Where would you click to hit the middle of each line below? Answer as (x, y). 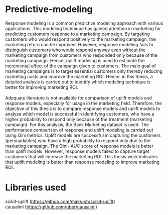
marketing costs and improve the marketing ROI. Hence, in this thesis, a (79, 76)
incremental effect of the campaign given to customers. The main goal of (81, 66)
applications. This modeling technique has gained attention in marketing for (83, 28)
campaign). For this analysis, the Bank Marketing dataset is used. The (77, 125)
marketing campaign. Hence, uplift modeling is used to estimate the (75, 60)
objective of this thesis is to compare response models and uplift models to (83, 109)
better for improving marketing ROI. (42, 87)
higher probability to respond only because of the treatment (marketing (79, 119)
